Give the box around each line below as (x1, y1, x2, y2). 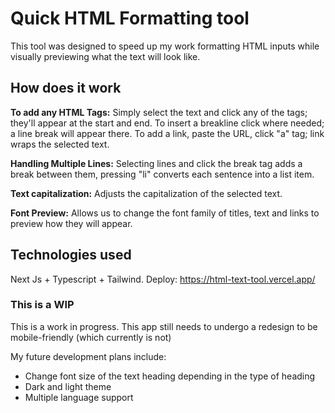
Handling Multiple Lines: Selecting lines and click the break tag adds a (10, 157, 303, 169)
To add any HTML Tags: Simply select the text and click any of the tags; (10, 106, 308, 118)
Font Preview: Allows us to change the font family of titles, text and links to (10, 207, 320, 219)
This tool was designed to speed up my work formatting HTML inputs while (10, 40, 320, 52)
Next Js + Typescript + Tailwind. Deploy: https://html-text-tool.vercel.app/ (10, 273, 316, 285)
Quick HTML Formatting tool (10, 7, 250, 30)
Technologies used (10, 247, 132, 264)
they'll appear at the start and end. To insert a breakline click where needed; (10, 117, 325, 129)
